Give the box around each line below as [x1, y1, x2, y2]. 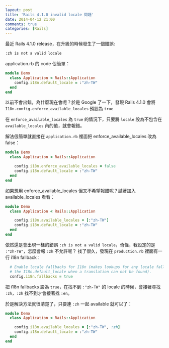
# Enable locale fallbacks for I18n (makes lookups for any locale [10, 264, 154, 270]
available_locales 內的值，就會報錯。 [5, 122, 84, 129]
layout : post [5, 7, 33, 13]
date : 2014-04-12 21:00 [5, 17, 55, 22]
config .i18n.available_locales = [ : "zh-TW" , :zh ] [14, 325, 121, 330]
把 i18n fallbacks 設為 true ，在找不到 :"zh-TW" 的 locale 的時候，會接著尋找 [5, 284, 161, 290]
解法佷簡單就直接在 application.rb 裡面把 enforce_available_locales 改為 [5, 134, 157, 140]
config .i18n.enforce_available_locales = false [14, 164, 116, 169]
